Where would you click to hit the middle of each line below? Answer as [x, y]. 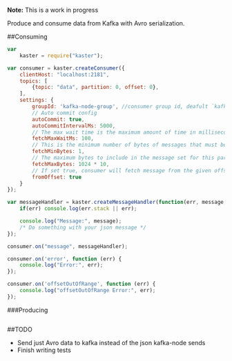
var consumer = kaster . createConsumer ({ [66, 68]
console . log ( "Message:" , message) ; [71, 221]
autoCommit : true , [58, 119]
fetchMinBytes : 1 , [58, 152]
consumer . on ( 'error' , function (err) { [65, 259]
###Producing [28, 310]
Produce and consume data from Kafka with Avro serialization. [96, 23]
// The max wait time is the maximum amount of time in [114, 132]
